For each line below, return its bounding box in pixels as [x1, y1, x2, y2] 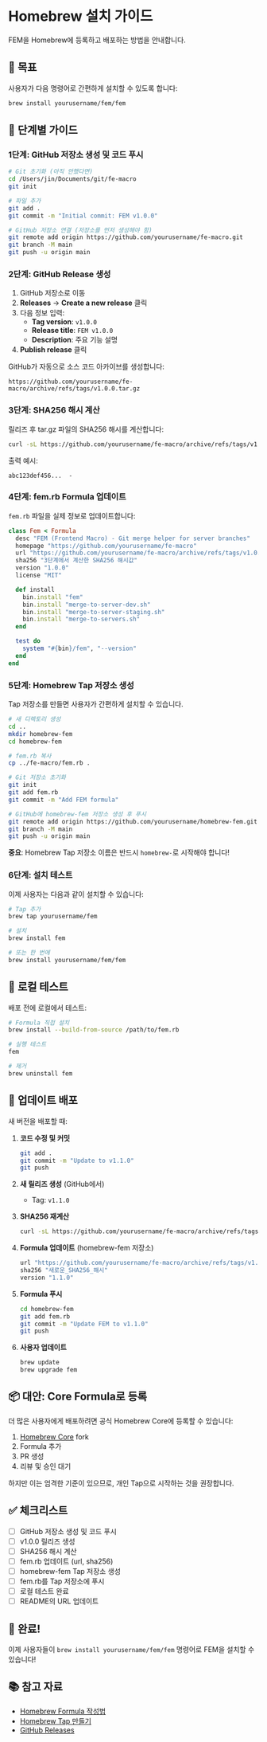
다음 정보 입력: [19, 308, 65, 318]
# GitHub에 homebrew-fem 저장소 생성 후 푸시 [8, 810, 147, 818]
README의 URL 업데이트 [19, 1596, 99, 1606]
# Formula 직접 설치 [8, 1019, 70, 1027]
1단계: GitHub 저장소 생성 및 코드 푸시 [8, 149, 144, 160]
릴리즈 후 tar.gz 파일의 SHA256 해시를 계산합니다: [8, 424, 164, 434]
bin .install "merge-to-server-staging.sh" [22, 608, 165, 616]
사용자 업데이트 [19, 1343, 68, 1352]
